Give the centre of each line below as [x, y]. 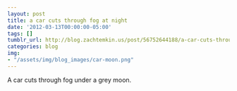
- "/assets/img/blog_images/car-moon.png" [71, 60]
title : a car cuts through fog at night [68, 20]
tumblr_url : [25, 40]
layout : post [26, 14]
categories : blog [33, 47]
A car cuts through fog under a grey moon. [69, 80]
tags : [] [20, 34]
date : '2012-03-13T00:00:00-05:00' [60, 27]
